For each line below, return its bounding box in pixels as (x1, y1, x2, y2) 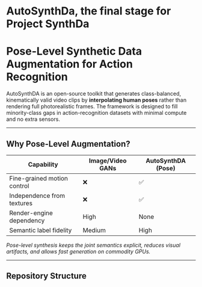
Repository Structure (6, 271, 87, 281)
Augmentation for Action (6, 57, 133, 71)
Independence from (9, 191, 66, 200)
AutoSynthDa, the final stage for (6, 4, 171, 18)
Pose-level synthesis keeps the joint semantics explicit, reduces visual (6, 241, 181, 248)
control (9, 182, 29, 190)
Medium (82, 226, 106, 234)
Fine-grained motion (9, 174, 68, 182)
